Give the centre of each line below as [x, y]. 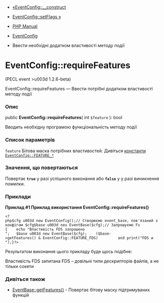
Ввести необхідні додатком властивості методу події [68, 45]
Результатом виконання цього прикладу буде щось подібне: [69, 252]
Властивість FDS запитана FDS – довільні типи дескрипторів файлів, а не [82, 261]
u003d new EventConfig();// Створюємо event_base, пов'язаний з [90, 221]
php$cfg [13, 221]
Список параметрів [30, 140]
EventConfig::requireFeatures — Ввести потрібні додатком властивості [79, 88]
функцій [20, 295]
